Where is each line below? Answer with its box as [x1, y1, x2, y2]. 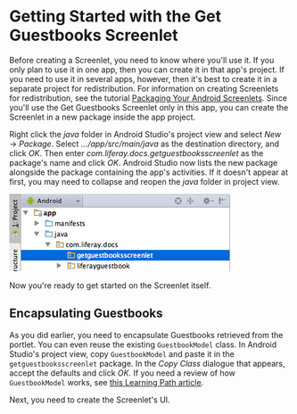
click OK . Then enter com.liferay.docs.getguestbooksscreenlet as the [9, 147, 264, 158]
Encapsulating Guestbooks [9, 306, 163, 321]
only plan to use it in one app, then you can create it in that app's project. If [9, 64, 285, 75]
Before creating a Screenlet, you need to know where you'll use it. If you [9, 54, 275, 65]
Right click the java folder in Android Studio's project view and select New [9, 128, 282, 139]
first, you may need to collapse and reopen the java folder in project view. [9, 176, 280, 186]
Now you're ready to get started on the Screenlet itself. [9, 279, 211, 291]
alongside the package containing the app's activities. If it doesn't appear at [9, 167, 288, 178]
